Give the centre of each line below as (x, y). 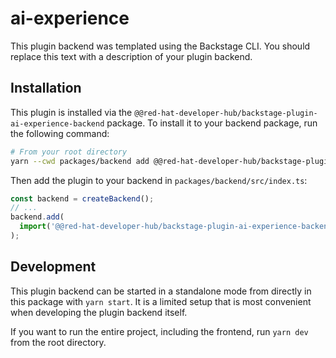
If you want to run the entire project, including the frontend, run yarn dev (159, 331)
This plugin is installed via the (71, 112)
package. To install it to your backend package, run (212, 123)
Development (53, 267)
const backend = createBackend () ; (82, 198)
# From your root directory (69, 152)
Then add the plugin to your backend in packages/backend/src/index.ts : (159, 180)
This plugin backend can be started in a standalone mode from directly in (161, 291)
